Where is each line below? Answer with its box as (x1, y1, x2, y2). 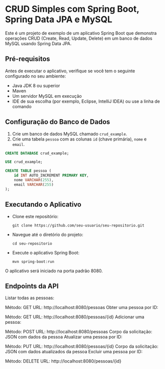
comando (12, 103, 32, 109)
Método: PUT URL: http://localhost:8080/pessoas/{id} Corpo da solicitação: (5, 343, 159, 349)
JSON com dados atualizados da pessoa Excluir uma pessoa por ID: (5, 349, 143, 355)
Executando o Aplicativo (5, 200, 82, 209)
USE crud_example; (5, 160, 43, 165)
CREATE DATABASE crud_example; (5, 151, 69, 156)
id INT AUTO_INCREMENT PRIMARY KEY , (14, 173, 89, 178)
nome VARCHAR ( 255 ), (14, 178, 54, 183)
